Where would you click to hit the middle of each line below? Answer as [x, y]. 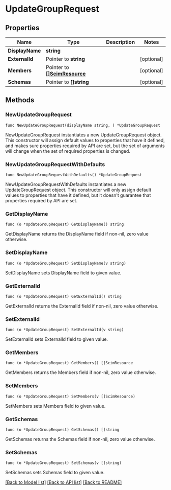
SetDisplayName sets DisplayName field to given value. [63, 273]
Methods [20, 100]
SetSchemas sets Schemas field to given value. [55, 473]
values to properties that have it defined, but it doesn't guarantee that [78, 195]
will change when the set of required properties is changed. [68, 151]
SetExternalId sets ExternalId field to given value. [57, 339]
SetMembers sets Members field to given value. [55, 406]
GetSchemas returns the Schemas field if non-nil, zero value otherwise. [80, 439]
